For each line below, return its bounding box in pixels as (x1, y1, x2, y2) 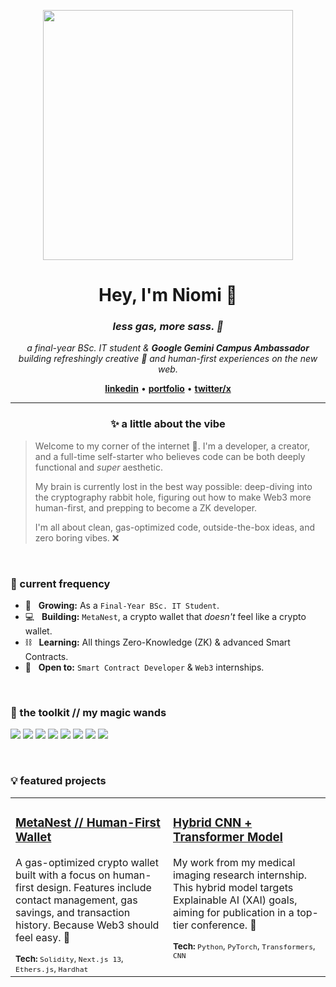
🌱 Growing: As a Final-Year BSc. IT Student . (24, 600, 220, 612)
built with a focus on (15, 868, 111, 882)
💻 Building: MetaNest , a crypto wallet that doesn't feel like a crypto (24, 611, 307, 623)
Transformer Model (173, 829, 283, 845)
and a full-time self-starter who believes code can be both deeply (34, 450, 306, 462)
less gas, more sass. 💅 (112, 320, 224, 334)
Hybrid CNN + (173, 815, 253, 830)
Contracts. (24, 651, 69, 663)
